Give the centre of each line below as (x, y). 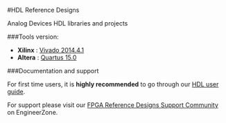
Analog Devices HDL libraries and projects (68, 23)
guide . (16, 92)
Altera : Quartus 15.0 (47, 57)
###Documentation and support (53, 71)
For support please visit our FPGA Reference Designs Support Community (113, 105)
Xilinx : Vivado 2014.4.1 (51, 50)
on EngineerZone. (33, 112)
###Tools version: (33, 37)
